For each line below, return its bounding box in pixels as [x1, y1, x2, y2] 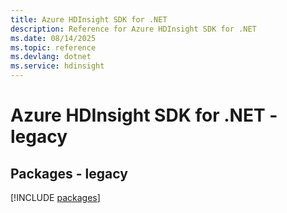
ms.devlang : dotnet [10, 52, 92, 62]
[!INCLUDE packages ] [10, 192, 101, 203]
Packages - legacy [10, 165, 128, 182]
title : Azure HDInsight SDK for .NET [10, 14, 168, 25]
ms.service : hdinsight [10, 61, 105, 71]
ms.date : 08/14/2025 [10, 33, 97, 43]
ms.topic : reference [10, 42, 97, 53]
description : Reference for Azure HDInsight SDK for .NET [10, 24, 257, 34]
